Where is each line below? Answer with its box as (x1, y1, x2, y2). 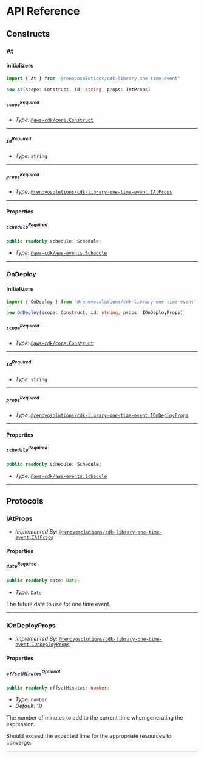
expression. (6, 721, 36, 728)
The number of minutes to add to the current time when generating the (6, 714, 183, 721)
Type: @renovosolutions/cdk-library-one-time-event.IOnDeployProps (15, 412, 189, 419)
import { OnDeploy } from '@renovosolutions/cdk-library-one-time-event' (6, 299, 197, 305)
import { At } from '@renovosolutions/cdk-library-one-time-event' (6, 75, 181, 82)
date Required (6, 561, 37, 570)
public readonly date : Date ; (6, 577, 80, 584)
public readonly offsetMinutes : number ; (6, 685, 110, 691)
